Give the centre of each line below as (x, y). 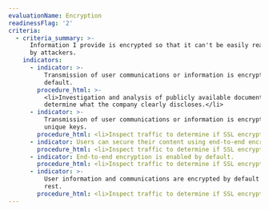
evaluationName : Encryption (55, 16)
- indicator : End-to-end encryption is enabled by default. (132, 157)
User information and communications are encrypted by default (152, 179)
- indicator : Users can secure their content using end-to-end (137, 142)
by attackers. (53, 53)
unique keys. (66, 127)
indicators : (42, 61)
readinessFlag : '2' (41, 23)
